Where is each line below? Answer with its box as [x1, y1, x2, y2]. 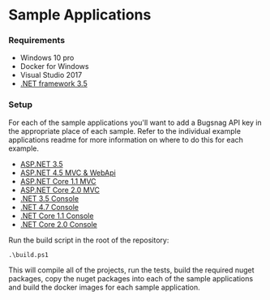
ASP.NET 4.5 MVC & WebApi [19, 168, 116, 178]
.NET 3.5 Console [19, 193, 79, 204]
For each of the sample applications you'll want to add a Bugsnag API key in [8, 118, 262, 127]
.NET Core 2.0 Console [19, 219, 97, 229]
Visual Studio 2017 [19, 71, 83, 80]
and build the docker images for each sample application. [8, 282, 200, 292]
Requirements [8, 35, 66, 46]
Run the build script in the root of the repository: [8, 235, 169, 245]
